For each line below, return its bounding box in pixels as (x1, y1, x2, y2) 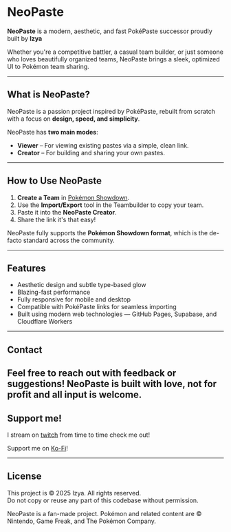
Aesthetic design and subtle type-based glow (16, 281, 146, 289)
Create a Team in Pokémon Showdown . (16, 193, 130, 201)
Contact (7, 344, 43, 355)
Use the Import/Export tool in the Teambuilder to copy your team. (16, 201, 204, 209)
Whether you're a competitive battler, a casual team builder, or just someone (7, 48, 223, 56)
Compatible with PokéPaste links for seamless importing (16, 303, 177, 311)
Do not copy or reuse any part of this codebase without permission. (7, 496, 199, 504)
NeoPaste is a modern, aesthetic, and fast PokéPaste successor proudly (7, 27, 213, 35)
